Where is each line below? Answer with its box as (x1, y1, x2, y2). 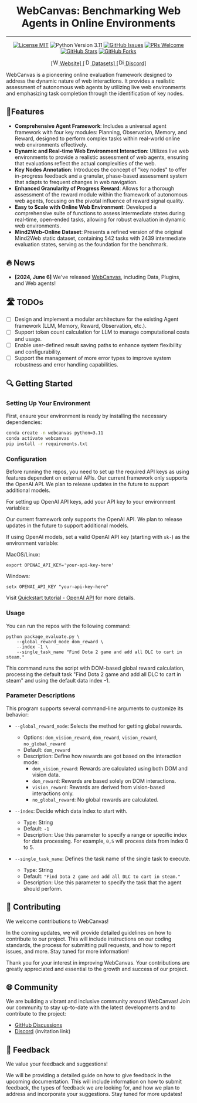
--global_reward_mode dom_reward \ (16, 639, 104, 644)
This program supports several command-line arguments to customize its (6, 705, 184, 712)
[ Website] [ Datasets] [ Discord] (50, 60, 147, 67)
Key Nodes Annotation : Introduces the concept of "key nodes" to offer (14, 166, 187, 173)
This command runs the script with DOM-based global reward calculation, (6, 664, 185, 671)
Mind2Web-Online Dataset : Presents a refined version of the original (14, 228, 183, 235)
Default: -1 (23, 825, 50, 832)
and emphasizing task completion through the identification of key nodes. (6, 90, 184, 97)
